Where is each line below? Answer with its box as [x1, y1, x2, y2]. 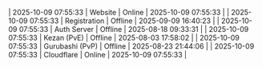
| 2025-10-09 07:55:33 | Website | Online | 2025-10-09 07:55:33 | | [8, 8, 230, 17]
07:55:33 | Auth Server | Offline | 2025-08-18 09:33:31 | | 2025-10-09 [18, 25, 249, 33]
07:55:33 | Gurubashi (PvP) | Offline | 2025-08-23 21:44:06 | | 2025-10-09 [8, 41, 255, 51]
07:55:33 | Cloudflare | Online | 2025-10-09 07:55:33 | [8, 50, 187, 59]
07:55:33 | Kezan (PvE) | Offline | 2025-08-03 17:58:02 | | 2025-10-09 [8, 33, 240, 42]
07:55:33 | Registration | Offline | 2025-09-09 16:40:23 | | [29, 16, 220, 26]
